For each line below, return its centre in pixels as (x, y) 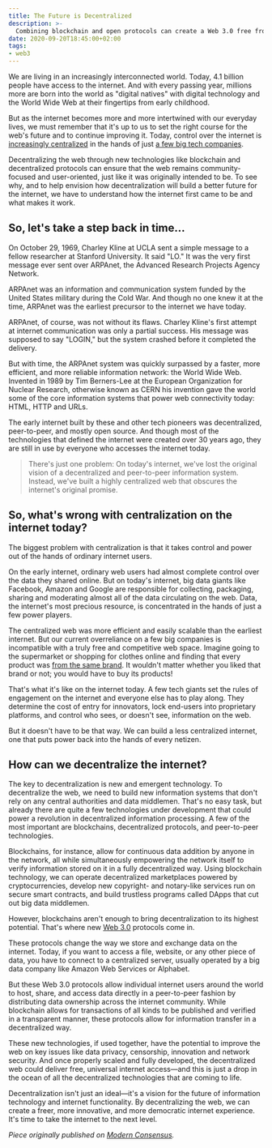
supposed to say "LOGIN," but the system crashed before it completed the (132, 339)
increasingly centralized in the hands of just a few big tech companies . (126, 144)
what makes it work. (42, 203)
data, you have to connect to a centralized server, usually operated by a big (134, 960)
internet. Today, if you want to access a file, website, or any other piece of (132, 952)
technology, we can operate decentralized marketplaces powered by (123, 877)
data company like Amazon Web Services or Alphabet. (99, 969)
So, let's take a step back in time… (97, 228)
